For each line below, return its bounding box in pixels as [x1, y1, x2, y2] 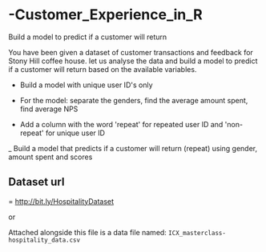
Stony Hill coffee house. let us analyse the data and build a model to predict [8, 56, 258, 66]
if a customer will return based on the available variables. [8, 64, 197, 74]
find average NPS [19, 104, 79, 114]
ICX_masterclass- [167, 229, 227, 237]
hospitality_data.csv [8, 236, 81, 244]
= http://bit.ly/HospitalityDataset [8, 196, 115, 206]
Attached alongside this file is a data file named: [8, 227, 167, 237]
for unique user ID [45, 128, 106, 138]
